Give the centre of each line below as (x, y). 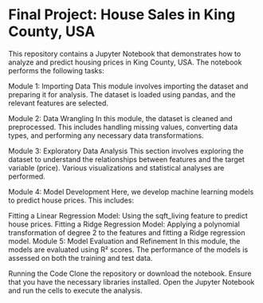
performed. (27, 176)
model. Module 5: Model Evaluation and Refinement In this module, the (124, 241)
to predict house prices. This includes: (71, 200)
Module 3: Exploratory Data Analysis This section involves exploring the (126, 151)
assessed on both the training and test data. (80, 258)
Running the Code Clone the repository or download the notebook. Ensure (130, 273)
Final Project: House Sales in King (122, 15)
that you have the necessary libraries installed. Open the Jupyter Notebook (131, 281)
